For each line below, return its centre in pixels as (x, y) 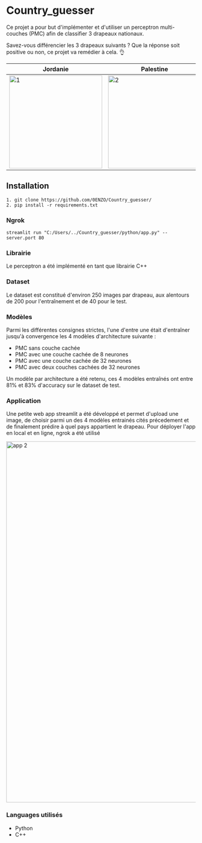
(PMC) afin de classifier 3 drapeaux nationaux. (87, 33)
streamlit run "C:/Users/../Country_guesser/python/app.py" (83, 233)
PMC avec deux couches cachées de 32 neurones (77, 367)
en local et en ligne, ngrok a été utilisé (53, 433)
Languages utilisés (35, 815)
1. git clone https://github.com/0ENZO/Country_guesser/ (79, 200)
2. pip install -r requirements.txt (52, 205)
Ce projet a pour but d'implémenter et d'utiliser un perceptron (83, 27)
